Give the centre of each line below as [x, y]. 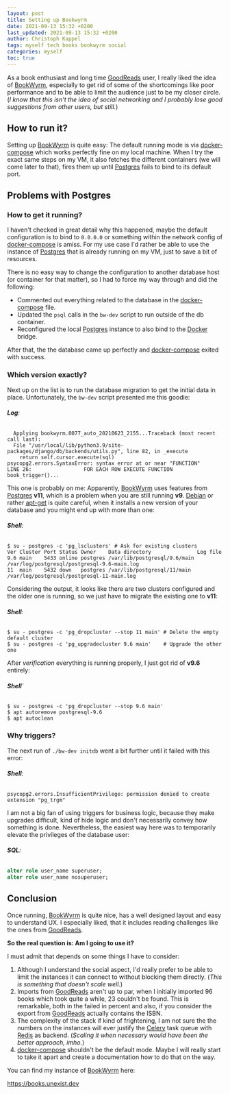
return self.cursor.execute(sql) [67, 457]
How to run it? [38, 129]
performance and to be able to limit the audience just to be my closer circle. [114, 92]
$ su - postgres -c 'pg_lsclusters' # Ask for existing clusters [102, 546]
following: [21, 287]
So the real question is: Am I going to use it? [71, 943]
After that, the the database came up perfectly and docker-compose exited [113, 350]
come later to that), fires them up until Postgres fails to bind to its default [109, 167]
